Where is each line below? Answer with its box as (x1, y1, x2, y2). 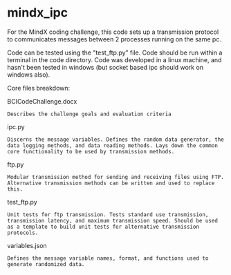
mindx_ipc (7, 5, 68, 21)
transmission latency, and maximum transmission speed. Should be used (7, 217, 218, 224)
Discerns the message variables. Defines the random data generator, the (7, 136, 225, 143)
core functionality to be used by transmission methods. (7, 148, 175, 155)
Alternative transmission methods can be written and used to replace (7, 180, 215, 187)
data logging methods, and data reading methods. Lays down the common (7, 142, 218, 149)
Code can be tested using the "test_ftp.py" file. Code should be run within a (7, 48, 223, 57)
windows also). (7, 70, 50, 79)
